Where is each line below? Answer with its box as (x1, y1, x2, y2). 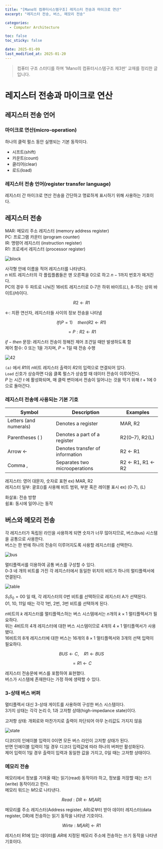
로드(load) (12, 167, 33, 173)
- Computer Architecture (9, 25, 60, 30)
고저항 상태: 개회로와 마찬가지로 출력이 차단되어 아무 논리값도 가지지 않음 (5, 718, 142, 723)
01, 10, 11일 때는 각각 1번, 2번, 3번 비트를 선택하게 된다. (5, 600, 109, 606)
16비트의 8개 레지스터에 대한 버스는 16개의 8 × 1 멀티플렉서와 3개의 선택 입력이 (5, 635, 154, 641)
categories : (5, 20, 29, 25)
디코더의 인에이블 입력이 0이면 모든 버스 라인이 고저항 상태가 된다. (5, 737, 130, 743)
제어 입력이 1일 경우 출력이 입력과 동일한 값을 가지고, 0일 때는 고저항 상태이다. (5, 750, 152, 755)
